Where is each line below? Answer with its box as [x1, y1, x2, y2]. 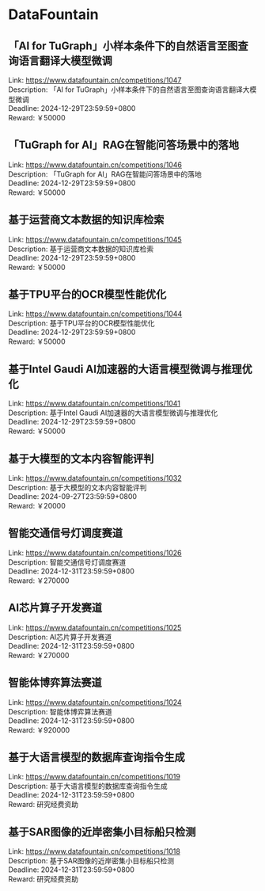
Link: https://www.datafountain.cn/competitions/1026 [8, 548, 182, 558]
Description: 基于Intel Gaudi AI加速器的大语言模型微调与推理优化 [8, 408, 218, 417]
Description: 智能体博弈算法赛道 [8, 706, 112, 716]
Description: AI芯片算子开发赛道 [8, 632, 112, 642]
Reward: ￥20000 [8, 501, 66, 511]
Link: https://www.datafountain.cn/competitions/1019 [8, 772, 180, 782]
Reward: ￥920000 [8, 725, 70, 734]
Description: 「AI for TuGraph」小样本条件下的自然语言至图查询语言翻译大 [8, 85, 251, 94]
